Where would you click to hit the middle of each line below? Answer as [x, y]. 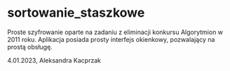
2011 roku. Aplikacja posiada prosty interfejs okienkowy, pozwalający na [111, 39]
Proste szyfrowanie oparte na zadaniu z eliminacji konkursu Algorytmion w [115, 32]
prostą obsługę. [30, 47]
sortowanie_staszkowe [76, 13]
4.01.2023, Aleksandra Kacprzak [54, 60]
